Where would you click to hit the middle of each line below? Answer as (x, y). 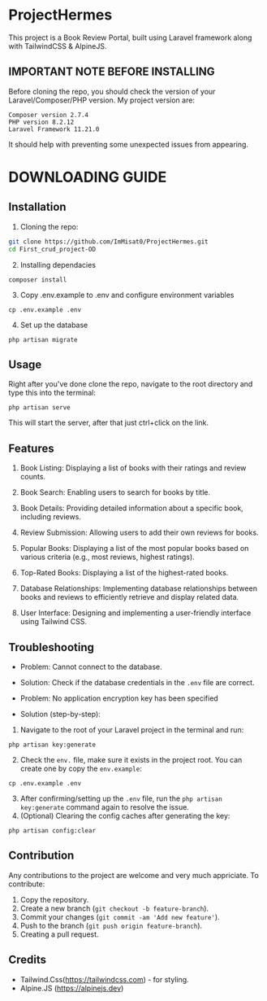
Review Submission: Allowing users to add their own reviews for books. (139, 533)
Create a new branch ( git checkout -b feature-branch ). (114, 908)
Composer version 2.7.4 (49, 115)
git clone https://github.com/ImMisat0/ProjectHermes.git (108, 242)
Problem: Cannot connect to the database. (91, 667)
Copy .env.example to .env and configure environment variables (127, 295)
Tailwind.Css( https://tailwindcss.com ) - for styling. (104, 979)
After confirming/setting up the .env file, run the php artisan (121, 798)
